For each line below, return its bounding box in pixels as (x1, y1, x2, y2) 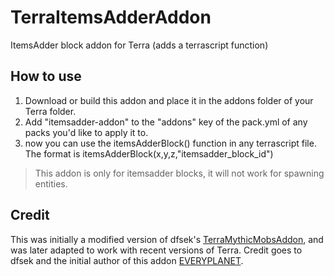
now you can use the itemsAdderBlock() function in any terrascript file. (24, 137, 317, 149)
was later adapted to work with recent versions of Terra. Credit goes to (10, 244, 303, 256)
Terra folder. (24, 105, 77, 117)
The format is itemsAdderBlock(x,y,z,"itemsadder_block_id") (24, 147, 274, 160)
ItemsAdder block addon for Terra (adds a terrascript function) (10, 39, 269, 51)
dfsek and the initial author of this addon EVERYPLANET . (10, 254, 244, 266)
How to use (10, 68, 82, 85)
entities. (34, 177, 68, 190)
